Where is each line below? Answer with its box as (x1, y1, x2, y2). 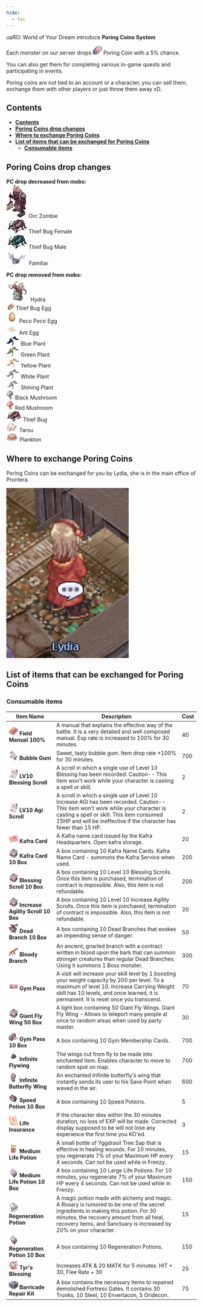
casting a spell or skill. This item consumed (56, 811, 163, 818)
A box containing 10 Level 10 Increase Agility (56, 896, 170, 904)
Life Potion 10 (8, 1178, 45, 1186)
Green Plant (20, 351, 50, 358)
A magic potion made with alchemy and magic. (56, 1194, 173, 1202)
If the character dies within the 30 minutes (56, 1111, 162, 1119)
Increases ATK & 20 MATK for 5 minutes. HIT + (56, 1262, 173, 1269)
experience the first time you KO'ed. (56, 1131, 146, 1138)
